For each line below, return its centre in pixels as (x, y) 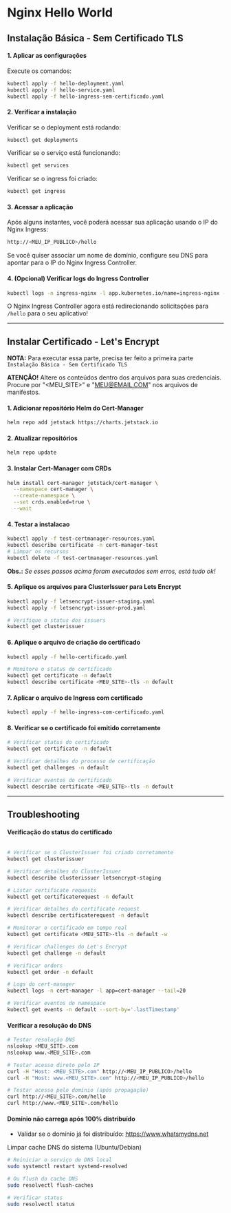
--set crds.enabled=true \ (52, 502)
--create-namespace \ (44, 496)
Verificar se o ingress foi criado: (52, 179)
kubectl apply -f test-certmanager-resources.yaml (81, 539)
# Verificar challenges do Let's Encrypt (67, 946)
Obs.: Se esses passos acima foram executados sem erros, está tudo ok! (111, 571)
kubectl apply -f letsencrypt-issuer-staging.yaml (81, 601)
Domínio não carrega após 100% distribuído (71, 1119)
